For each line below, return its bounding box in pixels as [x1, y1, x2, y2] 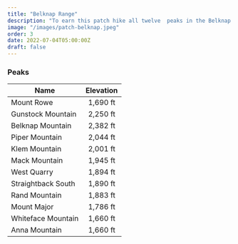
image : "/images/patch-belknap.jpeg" [7, 24, 120, 31]
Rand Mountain [11, 190, 62, 200]
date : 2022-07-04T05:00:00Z [7, 37, 91, 44]
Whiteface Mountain [11, 213, 79, 223]
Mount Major [11, 202, 54, 212]
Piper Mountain [11, 133, 63, 143]
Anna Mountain [11, 225, 62, 235]
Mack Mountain [11, 156, 63, 166]
